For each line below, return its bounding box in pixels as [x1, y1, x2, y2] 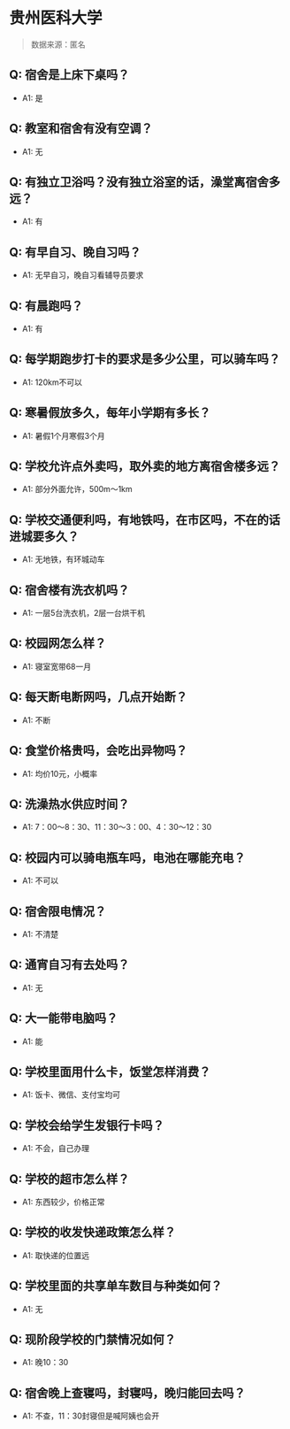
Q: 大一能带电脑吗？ [9, 1010, 118, 1026]
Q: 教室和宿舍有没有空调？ [9, 121, 153, 136]
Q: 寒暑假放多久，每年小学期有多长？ [9, 405, 211, 420]
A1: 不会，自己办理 [21, 1143, 90, 1154]
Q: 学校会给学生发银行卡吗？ [9, 1118, 165, 1133]
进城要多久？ [9, 528, 80, 544]
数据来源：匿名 [30, 39, 86, 50]
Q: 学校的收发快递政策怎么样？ [9, 1225, 177, 1240]
